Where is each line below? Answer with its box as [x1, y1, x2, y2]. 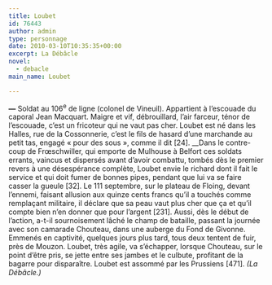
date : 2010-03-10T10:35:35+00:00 [8, 42, 122, 50]
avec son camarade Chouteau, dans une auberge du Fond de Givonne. [8, 225, 246, 235]
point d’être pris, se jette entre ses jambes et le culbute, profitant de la [8, 250, 243, 261]
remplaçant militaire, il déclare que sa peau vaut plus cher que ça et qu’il [8, 199, 252, 208]
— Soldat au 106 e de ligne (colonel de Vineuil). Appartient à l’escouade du [8, 102, 257, 113]
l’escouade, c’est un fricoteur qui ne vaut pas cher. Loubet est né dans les [8, 121, 257, 130]
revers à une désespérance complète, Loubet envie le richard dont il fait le [8, 164, 258, 173]
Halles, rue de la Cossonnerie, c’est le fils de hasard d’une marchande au [8, 129, 253, 139]
